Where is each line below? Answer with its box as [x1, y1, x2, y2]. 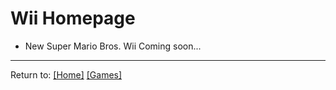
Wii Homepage [10, 7, 136, 30]
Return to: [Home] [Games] [10, 68, 123, 81]
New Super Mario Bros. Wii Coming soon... [24, 40, 202, 52]
